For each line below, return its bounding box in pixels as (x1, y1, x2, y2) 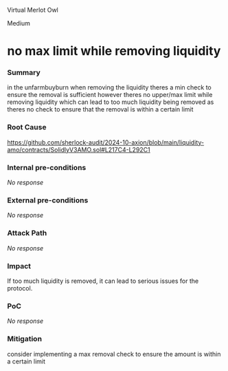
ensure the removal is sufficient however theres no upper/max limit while (7, 91, 213, 99)
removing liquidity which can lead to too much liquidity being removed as (7, 98, 214, 106)
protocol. (7, 284, 33, 292)
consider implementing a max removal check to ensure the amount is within (7, 350, 221, 358)
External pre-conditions (7, 195, 89, 205)
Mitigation (7, 334, 43, 343)
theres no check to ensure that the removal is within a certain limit (7, 105, 194, 114)
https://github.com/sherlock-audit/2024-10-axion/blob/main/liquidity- (7, 138, 205, 147)
